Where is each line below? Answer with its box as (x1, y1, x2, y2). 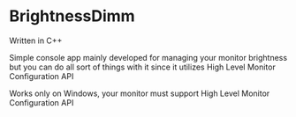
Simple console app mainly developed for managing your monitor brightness (9, 52, 288, 62)
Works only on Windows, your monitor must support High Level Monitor (9, 88, 270, 99)
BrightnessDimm (9, 6, 135, 26)
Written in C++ (9, 35, 63, 46)
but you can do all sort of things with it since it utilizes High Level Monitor (9, 62, 276, 72)
